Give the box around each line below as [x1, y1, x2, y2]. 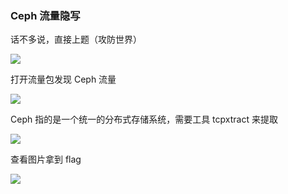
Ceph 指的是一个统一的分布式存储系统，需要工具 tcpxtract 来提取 [10, 113, 278, 126]
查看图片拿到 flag [10, 153, 82, 166]
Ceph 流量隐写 [10, 8, 81, 22]
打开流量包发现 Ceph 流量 [10, 73, 117, 86]
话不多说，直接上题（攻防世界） [10, 33, 142, 46]
